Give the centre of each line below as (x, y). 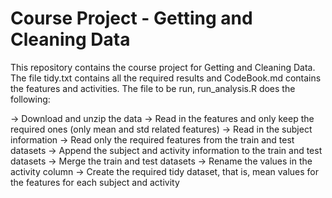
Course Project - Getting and (131, 18)
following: (30, 99)
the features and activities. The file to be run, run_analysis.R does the (153, 88)
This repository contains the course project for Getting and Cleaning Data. (163, 67)
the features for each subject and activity (95, 182)
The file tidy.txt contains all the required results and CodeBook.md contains (166, 78)
